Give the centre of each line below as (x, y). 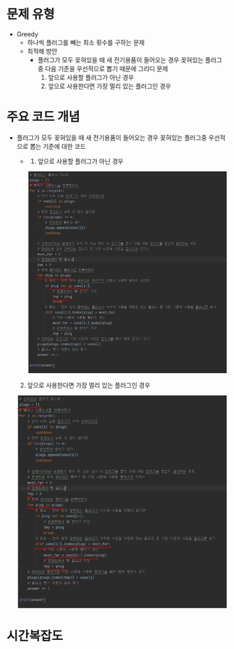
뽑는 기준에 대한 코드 (58, 146)
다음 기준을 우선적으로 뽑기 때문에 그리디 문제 (107, 68)
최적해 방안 (42, 51)
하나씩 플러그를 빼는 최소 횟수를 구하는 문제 (86, 42)
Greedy (28, 34)
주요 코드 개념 (43, 117)
